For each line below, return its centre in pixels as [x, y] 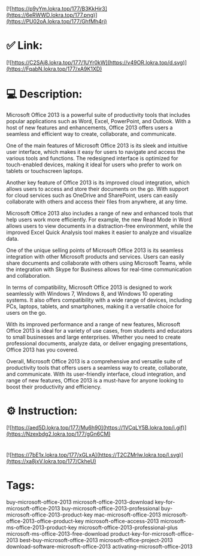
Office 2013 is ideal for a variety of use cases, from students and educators [99, 330]
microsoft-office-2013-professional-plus [128, 527]
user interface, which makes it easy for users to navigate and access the [96, 151]
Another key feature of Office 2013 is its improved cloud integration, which [98, 183]
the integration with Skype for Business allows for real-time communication [99, 269]
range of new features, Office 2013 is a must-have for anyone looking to [95, 380]
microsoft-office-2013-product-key [49, 515]
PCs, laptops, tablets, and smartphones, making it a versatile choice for [94, 306]
